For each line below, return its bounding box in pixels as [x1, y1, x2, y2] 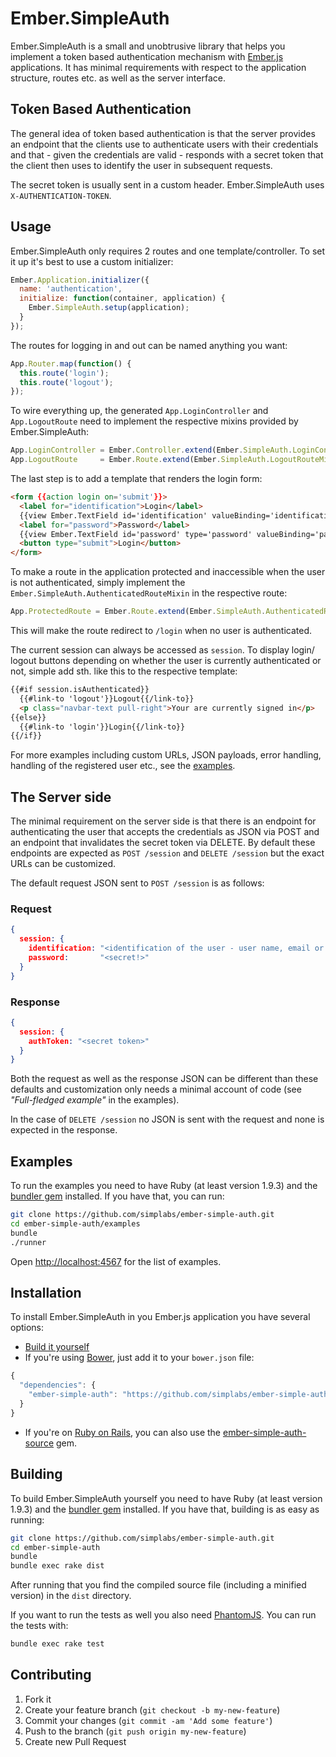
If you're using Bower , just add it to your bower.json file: [24, 1352, 255, 1364]
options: [10, 1322, 45, 1334]
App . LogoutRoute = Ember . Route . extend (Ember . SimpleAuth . [10, 455, 271, 465]
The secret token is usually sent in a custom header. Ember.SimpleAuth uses [10, 178, 325, 191]
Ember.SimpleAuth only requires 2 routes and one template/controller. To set [10, 245, 326, 257]
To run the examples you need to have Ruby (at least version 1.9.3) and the [10, 1180, 318, 1192]
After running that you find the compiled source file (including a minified [10, 1579, 307, 1591]
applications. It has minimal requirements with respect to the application [10, 61, 307, 73]
